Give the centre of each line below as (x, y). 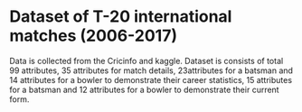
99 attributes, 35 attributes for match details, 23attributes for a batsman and (151, 70)
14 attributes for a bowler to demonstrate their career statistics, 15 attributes (151, 79)
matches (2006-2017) (94, 36)
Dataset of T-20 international (121, 17)
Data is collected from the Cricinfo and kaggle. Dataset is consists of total (146, 61)
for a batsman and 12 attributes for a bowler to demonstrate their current (144, 89)
